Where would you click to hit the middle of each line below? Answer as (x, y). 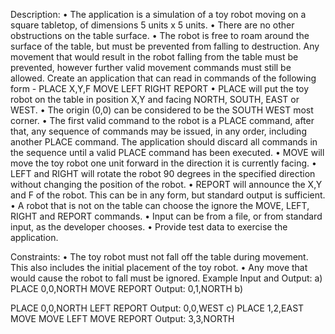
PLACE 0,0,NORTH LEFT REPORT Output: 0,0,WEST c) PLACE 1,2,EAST (157, 308)
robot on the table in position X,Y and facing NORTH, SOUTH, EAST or (155, 99)
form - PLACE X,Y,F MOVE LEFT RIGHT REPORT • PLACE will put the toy (160, 88)
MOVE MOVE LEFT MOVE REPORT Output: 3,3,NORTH (122, 318)
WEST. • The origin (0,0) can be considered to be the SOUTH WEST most (162, 110)
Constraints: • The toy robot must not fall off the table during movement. (159, 257)
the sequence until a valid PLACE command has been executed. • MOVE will (167, 152)
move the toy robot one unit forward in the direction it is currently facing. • (163, 163)
